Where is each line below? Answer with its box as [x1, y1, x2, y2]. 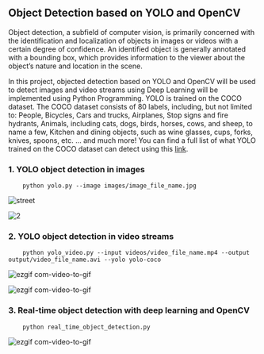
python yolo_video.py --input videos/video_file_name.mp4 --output [22, 249, 250, 257]
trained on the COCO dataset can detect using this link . [8, 144, 189, 153]
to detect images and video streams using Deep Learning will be [8, 85, 219, 94]
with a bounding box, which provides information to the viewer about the [8, 52, 246, 62]
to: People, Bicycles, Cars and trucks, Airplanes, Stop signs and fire [8, 110, 228, 120]
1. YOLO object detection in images [8, 164, 145, 175]
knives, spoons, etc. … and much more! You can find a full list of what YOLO [8, 135, 256, 145]
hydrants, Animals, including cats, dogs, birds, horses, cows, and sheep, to [8, 118, 254, 128]
